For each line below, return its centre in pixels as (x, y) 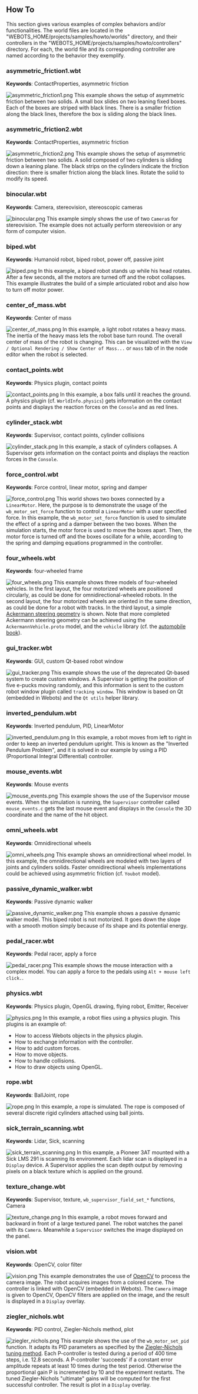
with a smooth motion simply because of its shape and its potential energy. (97, 925)
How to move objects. (41, 1054)
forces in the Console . (32, 459)
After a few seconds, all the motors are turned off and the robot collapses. (96, 277)
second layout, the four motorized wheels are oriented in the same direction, (99, 601)
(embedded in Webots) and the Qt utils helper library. (73, 697)
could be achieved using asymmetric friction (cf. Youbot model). (83, 873)
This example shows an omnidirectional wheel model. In (123, 854)
